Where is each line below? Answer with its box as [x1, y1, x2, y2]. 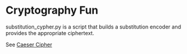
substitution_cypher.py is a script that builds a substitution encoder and [5, 23, 182, 30]
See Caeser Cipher [5, 41, 53, 48]
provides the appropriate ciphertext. [5, 29, 94, 36]
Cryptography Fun [5, 4, 99, 17]
